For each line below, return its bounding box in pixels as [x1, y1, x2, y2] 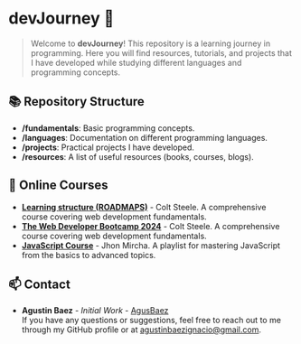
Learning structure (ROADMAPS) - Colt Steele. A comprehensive [21, 201, 267, 212]
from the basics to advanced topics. [21, 249, 156, 260]
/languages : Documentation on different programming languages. [21, 132, 268, 143]
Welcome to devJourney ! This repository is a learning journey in [30, 38, 271, 49]
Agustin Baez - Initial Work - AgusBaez [21, 305, 169, 316]
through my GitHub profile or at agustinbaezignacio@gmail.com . [21, 324, 261, 335]
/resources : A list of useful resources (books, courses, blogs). [21, 151, 254, 162]
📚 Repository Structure [8, 94, 146, 109]
